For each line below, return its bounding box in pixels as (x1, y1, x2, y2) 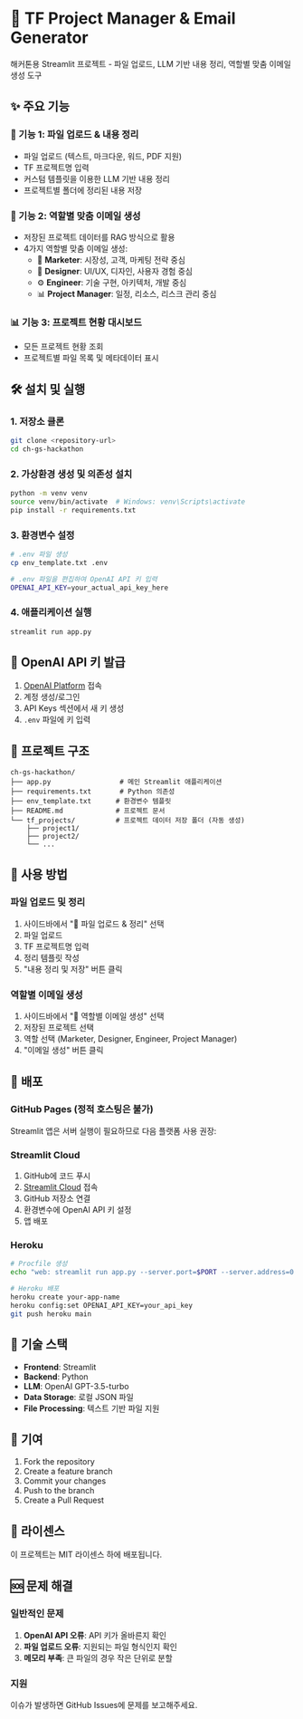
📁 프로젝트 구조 (10, 743, 90, 759)
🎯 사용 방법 (10, 867, 69, 882)
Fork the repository (23, 1456, 96, 1467)
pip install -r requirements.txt (10, 505, 137, 514)
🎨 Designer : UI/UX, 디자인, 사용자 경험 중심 (36, 265, 194, 276)
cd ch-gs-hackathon (10, 444, 84, 454)
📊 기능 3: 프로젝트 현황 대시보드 (10, 316, 143, 329)
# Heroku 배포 (10, 1284, 60, 1293)
